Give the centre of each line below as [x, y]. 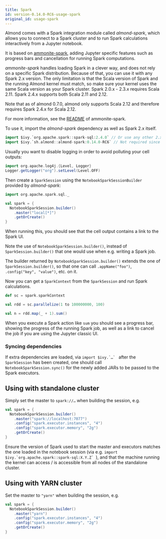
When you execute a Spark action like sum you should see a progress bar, [80, 323]
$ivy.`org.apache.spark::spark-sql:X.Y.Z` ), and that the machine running [82, 457]
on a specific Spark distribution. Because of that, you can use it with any [79, 73]
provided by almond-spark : [33, 185]
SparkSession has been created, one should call [54, 362]
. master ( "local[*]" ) [35, 213]
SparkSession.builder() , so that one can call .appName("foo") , [68, 266]
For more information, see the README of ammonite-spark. [66, 119]
